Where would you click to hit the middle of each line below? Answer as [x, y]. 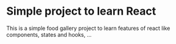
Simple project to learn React [81, 11]
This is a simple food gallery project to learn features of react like [88, 28]
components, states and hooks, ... [49, 34]
